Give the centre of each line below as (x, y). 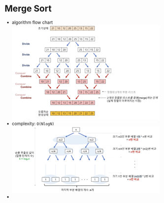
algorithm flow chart (32, 22)
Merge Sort (28, 9)
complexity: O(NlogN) (33, 123)
